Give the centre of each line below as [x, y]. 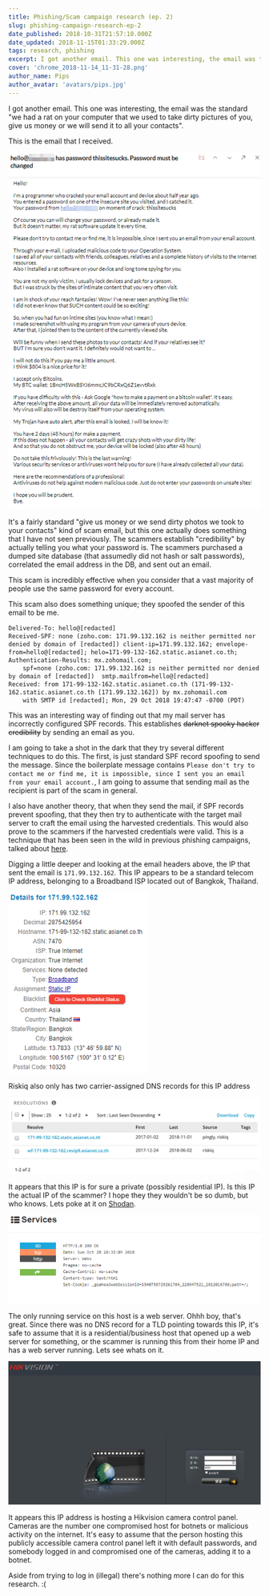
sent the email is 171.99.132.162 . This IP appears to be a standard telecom [131, 872]
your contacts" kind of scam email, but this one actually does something [127, 530]
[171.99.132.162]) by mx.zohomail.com [162, 692]
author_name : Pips [39, 76]
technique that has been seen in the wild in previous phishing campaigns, [129, 840]
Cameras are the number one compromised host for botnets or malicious [128, 1525]
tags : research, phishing [51, 51]
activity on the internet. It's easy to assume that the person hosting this [126, 1534]
